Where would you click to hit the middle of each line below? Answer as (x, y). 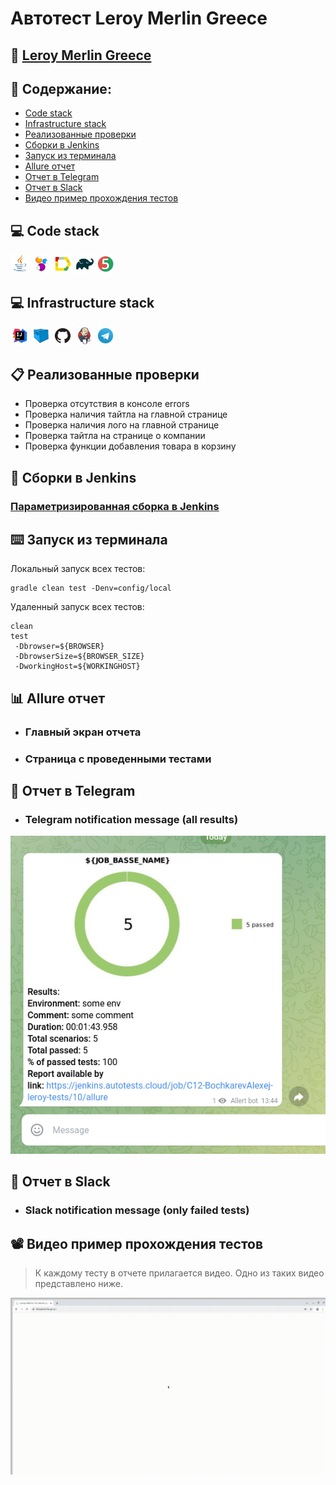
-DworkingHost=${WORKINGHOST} (77, 667)
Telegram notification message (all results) (131, 819)
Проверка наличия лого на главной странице (122, 425)
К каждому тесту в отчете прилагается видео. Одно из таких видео (179, 1273)
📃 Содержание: (61, 88)
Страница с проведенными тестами (118, 759)
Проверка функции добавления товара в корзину (130, 446)
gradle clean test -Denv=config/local (91, 588)
